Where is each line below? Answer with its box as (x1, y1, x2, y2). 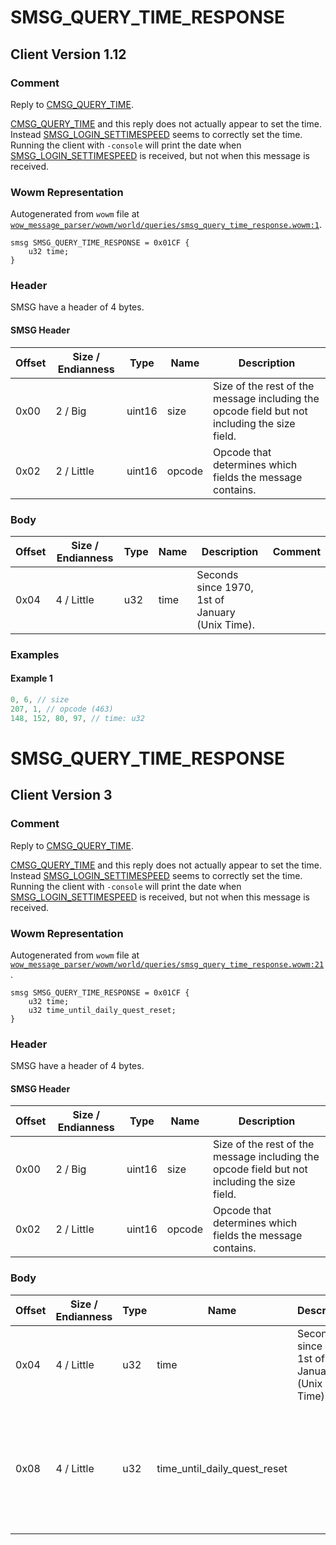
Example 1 (10, 672, 53, 685)
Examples (10, 647, 60, 661)
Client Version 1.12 (10, 46, 127, 63)
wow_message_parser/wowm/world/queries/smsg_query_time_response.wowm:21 (10, 959, 325, 970)
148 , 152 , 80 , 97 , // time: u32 (10, 713, 145, 723)
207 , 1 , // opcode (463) (10, 704, 114, 714)
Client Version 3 (10, 787, 113, 804)
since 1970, (196, 580, 254, 594)
